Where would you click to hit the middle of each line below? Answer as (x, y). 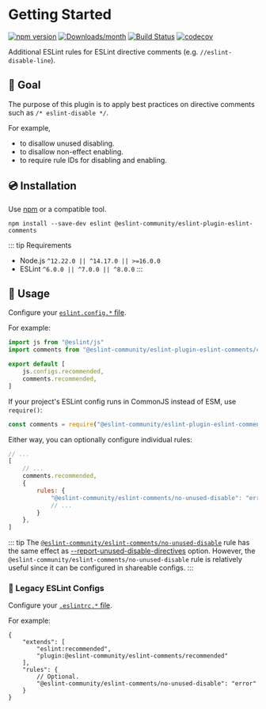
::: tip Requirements (40, 245)
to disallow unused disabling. (67, 143)
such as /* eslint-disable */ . (59, 112)
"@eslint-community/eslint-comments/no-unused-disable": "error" (147, 684)
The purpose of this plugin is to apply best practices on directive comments (131, 104)
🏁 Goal (25, 85)
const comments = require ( (53, 424)
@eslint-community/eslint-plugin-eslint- (184, 223)
